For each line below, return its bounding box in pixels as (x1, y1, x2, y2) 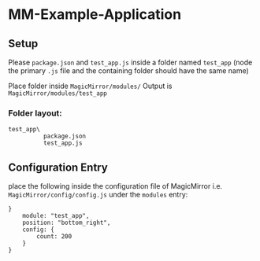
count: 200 (36, 233, 72, 241)
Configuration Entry (8, 160, 108, 174)
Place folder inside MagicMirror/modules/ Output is (8, 81, 173, 90)
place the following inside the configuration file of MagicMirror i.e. (8, 182, 223, 191)
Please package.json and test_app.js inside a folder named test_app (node (8, 57, 253, 67)
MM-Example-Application (8, 6, 182, 24)
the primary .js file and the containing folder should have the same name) (8, 66, 250, 75)
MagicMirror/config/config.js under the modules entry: (8, 190, 188, 200)
